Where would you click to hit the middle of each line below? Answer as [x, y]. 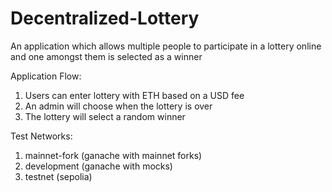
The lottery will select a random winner [105, 116]
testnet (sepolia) [58, 176]
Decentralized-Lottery [105, 18]
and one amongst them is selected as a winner [106, 56]
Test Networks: [41, 136]
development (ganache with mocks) [98, 166]
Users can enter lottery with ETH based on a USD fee [134, 95]
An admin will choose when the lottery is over [118, 106]
